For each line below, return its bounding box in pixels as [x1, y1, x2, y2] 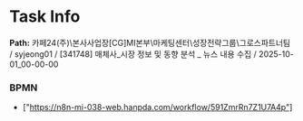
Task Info [9, 6, 81, 27]
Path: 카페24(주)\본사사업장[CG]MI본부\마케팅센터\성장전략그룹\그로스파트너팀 [9, 37, 291, 48]
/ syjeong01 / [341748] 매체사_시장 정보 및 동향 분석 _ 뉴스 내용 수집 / [9, 48, 257, 60]
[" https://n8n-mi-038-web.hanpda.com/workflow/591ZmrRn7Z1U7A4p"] [22, 102, 293, 113]
